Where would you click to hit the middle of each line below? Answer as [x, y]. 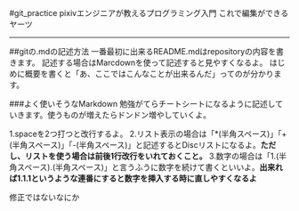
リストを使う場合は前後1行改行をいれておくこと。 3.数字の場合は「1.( [152, 156]
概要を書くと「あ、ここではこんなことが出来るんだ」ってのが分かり [149, 73]
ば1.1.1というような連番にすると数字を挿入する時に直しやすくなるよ [133, 178]
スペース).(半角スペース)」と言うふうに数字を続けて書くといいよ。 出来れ [149, 167]
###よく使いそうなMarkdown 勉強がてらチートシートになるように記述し [142, 104]
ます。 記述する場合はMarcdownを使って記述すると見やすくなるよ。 [142, 62]
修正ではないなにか [44, 197]
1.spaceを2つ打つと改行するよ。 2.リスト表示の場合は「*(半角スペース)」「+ [148, 134]
